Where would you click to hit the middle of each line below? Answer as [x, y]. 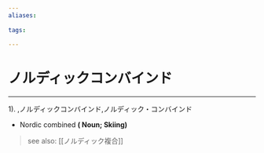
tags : [17, 30]
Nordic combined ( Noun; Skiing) [73, 125]
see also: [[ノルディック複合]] [75, 141]
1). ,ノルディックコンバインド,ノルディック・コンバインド [100, 109]
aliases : [22, 15]
